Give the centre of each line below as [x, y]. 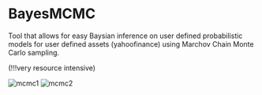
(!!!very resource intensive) [52, 67]
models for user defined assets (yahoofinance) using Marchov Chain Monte [131, 44]
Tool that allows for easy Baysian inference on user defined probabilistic [125, 36]
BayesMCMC [52, 14]
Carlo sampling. [34, 52]
